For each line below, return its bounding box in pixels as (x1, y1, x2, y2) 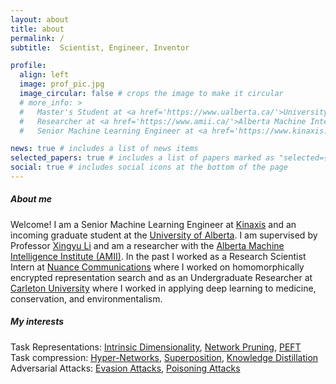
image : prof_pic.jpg (19, 79, 105, 90)
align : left (19, 70, 70, 80)
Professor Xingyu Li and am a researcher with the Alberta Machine (10, 239, 285, 251)
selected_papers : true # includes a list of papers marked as (10, 153, 275, 163)
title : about (10, 24, 65, 34)
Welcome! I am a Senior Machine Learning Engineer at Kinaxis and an (10, 218, 297, 230)
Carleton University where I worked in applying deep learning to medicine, (10, 282, 317, 294)
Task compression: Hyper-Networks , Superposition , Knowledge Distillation (10, 351, 319, 363)
